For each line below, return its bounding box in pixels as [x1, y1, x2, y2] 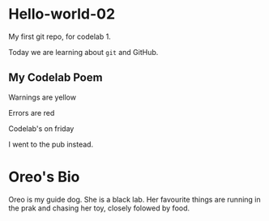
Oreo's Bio [8, 168, 80, 186]
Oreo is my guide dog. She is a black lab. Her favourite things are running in [8, 194, 261, 204]
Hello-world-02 [8, 5, 116, 23]
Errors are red [8, 108, 55, 117]
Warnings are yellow [8, 92, 77, 102]
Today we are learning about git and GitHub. [8, 47, 159, 57]
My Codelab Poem [8, 70, 103, 85]
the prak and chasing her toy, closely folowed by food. [8, 203, 190, 213]
